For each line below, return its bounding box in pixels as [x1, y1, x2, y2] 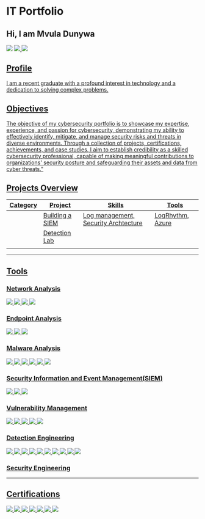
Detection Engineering [6, 434, 74, 442]
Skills [107, 201, 124, 209]
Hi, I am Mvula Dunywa [6, 29, 95, 39]
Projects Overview [6, 183, 78, 194]
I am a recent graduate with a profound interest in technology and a [6, 79, 176, 87]
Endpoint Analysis [6, 314, 62, 323]
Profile [6, 63, 32, 74]
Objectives [6, 104, 49, 114]
